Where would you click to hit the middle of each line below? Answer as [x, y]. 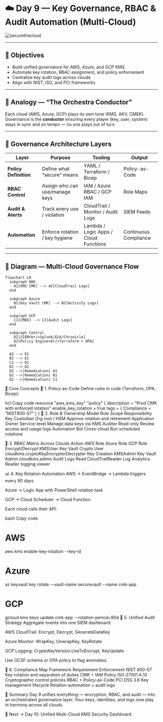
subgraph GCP [23, 316]
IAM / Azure [97, 186]
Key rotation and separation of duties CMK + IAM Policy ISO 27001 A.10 [76, 675]
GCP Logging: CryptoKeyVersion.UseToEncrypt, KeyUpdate [65, 651]
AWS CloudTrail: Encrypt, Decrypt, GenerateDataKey [58, 632]
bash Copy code [22, 518]
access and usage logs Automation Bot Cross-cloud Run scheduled [73, 429]
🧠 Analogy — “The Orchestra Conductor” [69, 102]
